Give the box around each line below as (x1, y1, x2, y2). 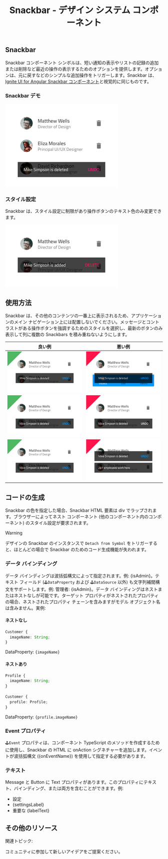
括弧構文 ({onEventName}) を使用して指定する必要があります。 (18, 753, 148, 759)
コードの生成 (5, 493, 45, 501)
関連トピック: (5, 838, 33, 844)
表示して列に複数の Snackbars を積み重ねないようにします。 (5, 332, 130, 338)
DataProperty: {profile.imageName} (5, 714, 78, 720)
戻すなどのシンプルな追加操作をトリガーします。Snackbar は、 (26, 72, 157, 78)
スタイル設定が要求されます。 (29, 520, 91, 526)
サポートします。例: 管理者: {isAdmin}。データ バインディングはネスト (13, 586, 158, 592)
